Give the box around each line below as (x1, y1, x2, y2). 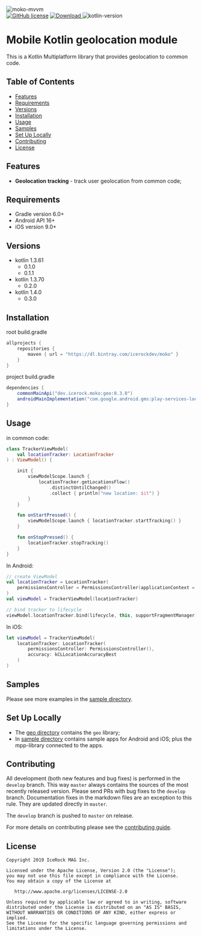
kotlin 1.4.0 (14, 289, 42, 296)
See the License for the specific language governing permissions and (6, 920, 187, 926)
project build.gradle (6, 373, 55, 381)
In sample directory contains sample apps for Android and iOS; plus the (14, 735, 192, 742)
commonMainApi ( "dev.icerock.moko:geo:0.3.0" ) (17, 391, 133, 397)
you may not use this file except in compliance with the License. (6, 873, 179, 879)
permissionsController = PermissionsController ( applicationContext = (17, 585, 195, 591)
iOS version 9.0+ (14, 223, 57, 231)
